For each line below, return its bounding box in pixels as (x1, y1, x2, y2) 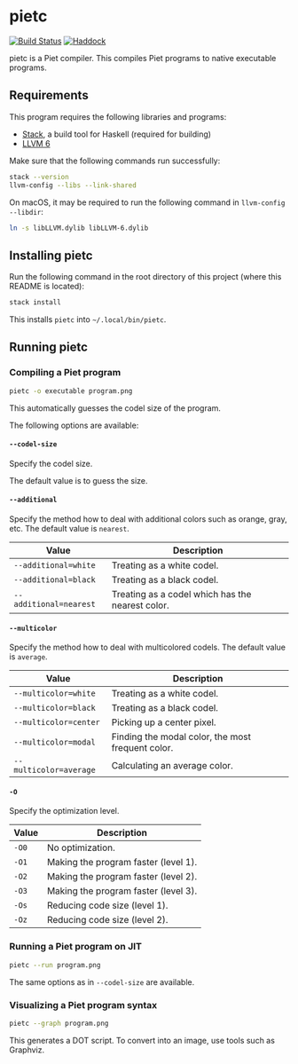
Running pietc (9, 340, 89, 355)
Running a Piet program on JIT (9, 941, 142, 953)
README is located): (9, 281, 85, 292)
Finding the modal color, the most (111, 730, 251, 743)
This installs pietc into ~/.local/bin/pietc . (9, 314, 167, 325)
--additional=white (13, 561, 96, 571)
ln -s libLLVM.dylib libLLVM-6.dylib (9, 224, 149, 233)
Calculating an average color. (111, 760, 233, 772)
